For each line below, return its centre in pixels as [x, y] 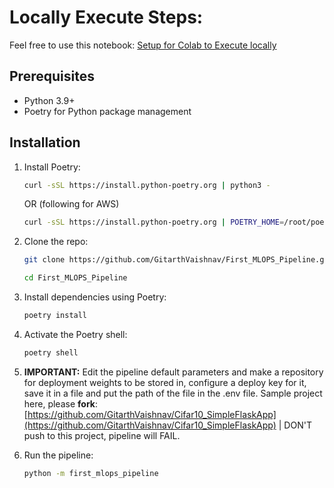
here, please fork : [60, 403]
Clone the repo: [56, 242]
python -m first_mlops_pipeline [91, 473]
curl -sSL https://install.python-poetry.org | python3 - [147, 185]
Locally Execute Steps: [106, 17]
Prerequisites [52, 76]
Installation [45, 142]
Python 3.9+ [49, 100]
